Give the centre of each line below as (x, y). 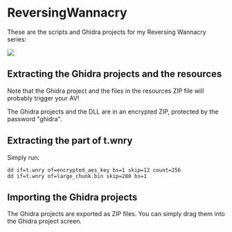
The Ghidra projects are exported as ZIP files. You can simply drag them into (116, 214)
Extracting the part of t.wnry (70, 141)
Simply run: (24, 157)
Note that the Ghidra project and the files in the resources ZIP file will (106, 91)
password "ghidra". (35, 118)
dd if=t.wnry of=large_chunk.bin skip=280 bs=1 (77, 176)
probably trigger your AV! (43, 98)
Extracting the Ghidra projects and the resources (115, 74)
